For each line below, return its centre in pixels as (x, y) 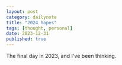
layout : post (22, 12)
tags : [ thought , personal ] (39, 28)
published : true (26, 39)
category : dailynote (32, 17)
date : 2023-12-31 (28, 34)
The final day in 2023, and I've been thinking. (61, 56)
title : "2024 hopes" (32, 22)
